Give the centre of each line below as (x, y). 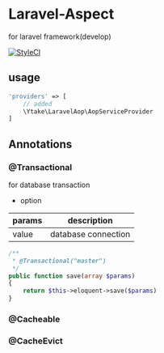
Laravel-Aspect (61, 14)
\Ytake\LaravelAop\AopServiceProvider (88, 111)
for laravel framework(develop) (60, 36)
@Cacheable (34, 319)
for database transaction (49, 185)
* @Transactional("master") (59, 261)
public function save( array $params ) (72, 276)
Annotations (40, 144)
